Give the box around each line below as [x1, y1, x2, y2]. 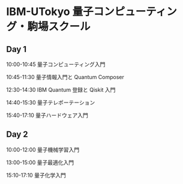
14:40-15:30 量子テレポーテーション [6, 99, 95, 106]
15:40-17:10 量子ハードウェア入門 [6, 111, 88, 119]
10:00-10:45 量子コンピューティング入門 [6, 61, 106, 68]
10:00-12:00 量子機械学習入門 [6, 146, 80, 153]
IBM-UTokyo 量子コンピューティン [6, 5, 177, 19]
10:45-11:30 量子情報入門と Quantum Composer [6, 74, 124, 80]
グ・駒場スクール [6, 20, 91, 34]
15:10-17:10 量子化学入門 [6, 171, 66, 179]
